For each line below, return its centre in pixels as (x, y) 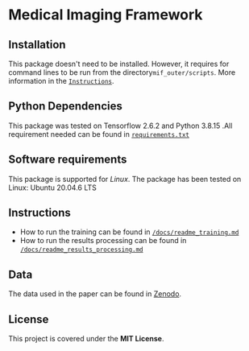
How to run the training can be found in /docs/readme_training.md (129, 232)
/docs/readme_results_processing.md (81, 250)
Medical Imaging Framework (106, 15)
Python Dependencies (65, 106)
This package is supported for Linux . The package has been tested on (125, 179)
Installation (37, 45)
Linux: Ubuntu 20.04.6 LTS (52, 188)
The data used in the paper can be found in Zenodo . (95, 294)
